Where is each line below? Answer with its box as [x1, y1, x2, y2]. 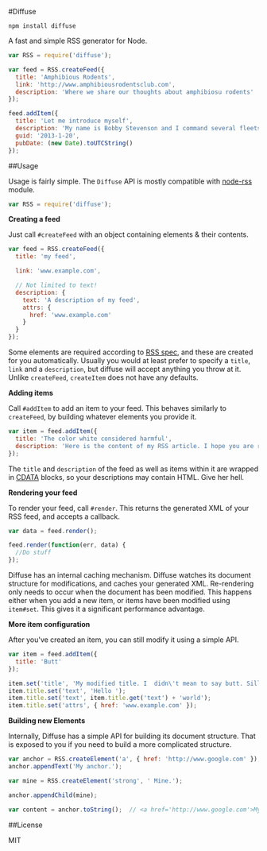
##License [8, 820, 44, 830]
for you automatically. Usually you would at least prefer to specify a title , [8, 356, 250, 365]
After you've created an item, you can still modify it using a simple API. [8, 635, 240, 644]
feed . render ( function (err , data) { [8, 541, 126, 549]
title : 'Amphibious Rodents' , [15, 73, 115, 81]
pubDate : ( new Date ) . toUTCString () [15, 139, 133, 147]
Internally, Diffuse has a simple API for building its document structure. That [8, 731, 256, 741]
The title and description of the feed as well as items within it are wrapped [8, 464, 259, 474]
